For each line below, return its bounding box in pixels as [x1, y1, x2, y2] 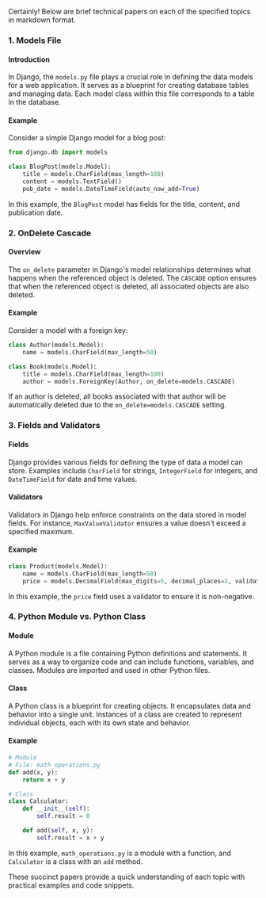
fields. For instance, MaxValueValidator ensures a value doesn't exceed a [8, 518, 247, 528]
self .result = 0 [36, 812, 90, 820]
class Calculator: [8, 797, 69, 805]
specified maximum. [8, 526, 74, 536]
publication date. [8, 208, 63, 217]
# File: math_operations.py [8, 761, 101, 769]
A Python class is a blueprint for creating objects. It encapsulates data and [8, 701, 251, 710]
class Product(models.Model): [8, 562, 108, 570]
